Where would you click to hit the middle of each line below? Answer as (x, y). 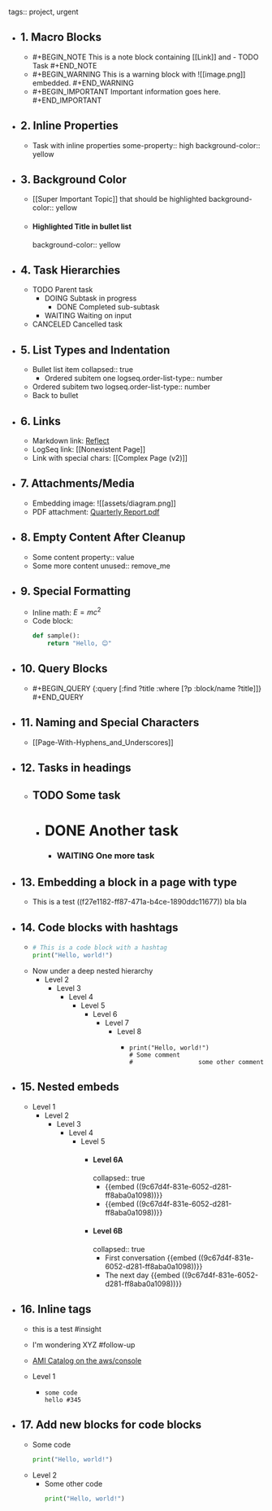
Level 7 (117, 1023)
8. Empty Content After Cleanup (103, 538)
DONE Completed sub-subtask (108, 307)
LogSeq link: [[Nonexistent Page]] (89, 449)
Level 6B (108, 1231)
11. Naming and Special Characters (110, 723)
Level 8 (130, 1031)
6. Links (40, 421)
